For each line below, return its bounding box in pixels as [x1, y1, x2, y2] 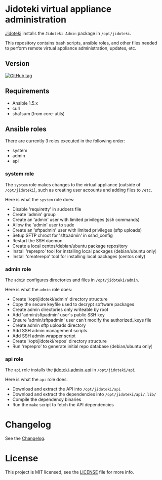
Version [5, 59, 30, 68]
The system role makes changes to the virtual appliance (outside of [5, 181, 141, 187]
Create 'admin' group [12, 211, 56, 217]
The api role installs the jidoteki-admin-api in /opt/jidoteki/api [5, 367, 135, 373]
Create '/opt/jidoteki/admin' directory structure [12, 296, 108, 302]
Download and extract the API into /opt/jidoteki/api [12, 386, 121, 392]
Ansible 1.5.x [12, 100, 38, 106]
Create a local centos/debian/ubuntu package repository [12, 243, 128, 249]
